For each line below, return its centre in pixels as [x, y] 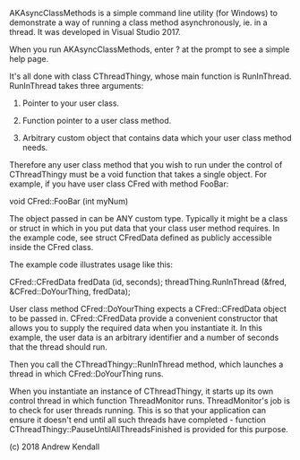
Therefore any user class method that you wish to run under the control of [146, 165]
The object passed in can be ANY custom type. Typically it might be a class [149, 218]
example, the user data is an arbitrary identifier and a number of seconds [144, 337]
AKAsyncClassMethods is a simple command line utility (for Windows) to [143, 13]
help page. [29, 59]
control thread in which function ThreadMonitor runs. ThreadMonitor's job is [150, 401]
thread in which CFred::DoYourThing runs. [86, 374]
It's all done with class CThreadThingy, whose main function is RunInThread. [150, 76]
